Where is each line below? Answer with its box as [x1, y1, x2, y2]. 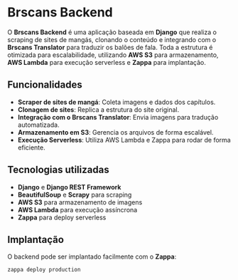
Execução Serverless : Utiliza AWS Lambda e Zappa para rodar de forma [17, 135, 231, 144]
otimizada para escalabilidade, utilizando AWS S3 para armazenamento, [7, 51, 219, 59]
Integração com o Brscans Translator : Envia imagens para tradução [17, 113, 219, 121]
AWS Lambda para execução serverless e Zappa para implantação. [7, 58, 206, 66]
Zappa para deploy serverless [17, 213, 107, 222]
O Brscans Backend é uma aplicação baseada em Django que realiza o [7, 28, 217, 36]
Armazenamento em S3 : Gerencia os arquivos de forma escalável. [17, 128, 214, 136]
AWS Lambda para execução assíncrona [17, 205, 138, 214]
